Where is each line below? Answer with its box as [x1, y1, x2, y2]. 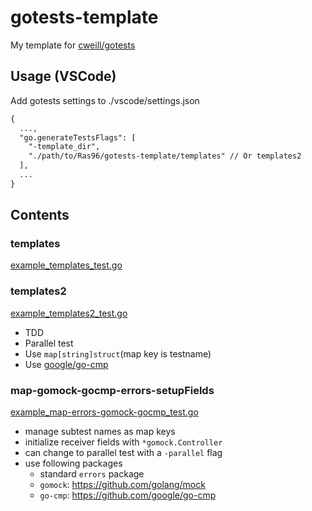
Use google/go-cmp [24, 358, 109, 370]
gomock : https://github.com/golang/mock [39, 479, 206, 491]
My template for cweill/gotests [10, 39, 136, 51]
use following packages [24, 457, 123, 470]
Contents [10, 207, 70, 224]
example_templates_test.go [10, 259, 123, 271]
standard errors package [39, 468, 145, 480]
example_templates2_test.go [10, 307, 128, 319]
